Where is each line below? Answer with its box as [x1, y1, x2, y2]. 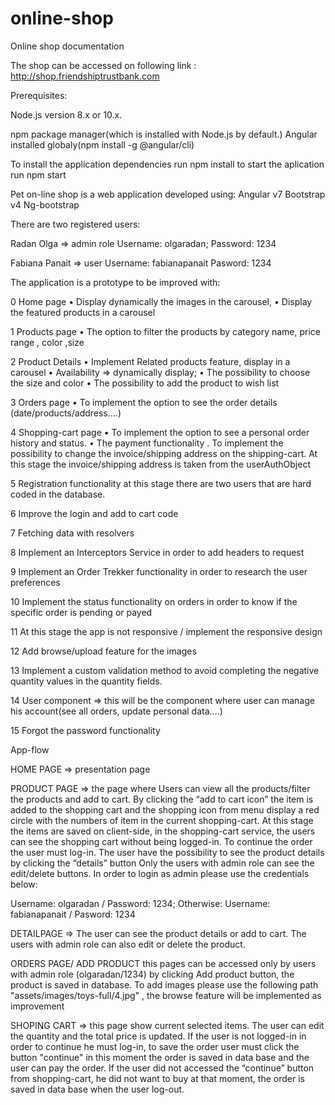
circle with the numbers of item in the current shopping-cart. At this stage [10, 814, 314, 826]
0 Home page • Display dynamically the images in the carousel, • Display [10, 295, 313, 307]
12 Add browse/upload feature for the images [10, 645, 197, 657]
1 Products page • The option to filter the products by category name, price [10, 325, 322, 337]
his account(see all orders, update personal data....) [10, 705, 223, 717]
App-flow [10, 743, 50, 756]
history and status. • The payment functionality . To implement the [10, 437, 284, 449]
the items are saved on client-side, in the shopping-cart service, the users [10, 825, 316, 837]
